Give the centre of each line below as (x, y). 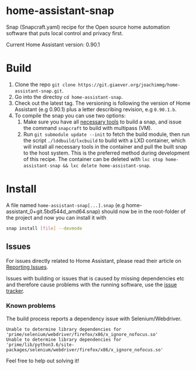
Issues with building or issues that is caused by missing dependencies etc (95, 278)
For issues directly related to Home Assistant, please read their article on (94, 261)
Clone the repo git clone (45, 84)
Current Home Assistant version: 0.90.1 (53, 44)
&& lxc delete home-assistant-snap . (106, 165)
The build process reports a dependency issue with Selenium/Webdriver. (94, 318)
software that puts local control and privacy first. (65, 33)
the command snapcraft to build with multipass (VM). (88, 128)
